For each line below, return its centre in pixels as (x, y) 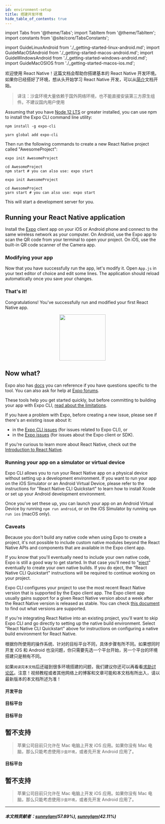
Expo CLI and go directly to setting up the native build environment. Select (80, 623)
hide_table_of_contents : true (36, 19)
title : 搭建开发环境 (24, 14)
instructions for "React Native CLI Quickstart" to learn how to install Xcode (80, 488)
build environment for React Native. (41, 634)
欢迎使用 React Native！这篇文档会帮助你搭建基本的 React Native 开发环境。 (82, 73)
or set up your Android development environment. (56, 494)
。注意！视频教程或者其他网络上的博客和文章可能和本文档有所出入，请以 (87, 673)
